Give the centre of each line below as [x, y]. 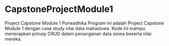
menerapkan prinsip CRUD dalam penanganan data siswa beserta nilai [78, 33]
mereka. [13, 39]
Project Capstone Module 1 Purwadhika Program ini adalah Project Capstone [85, 23]
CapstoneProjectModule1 [59, 9]
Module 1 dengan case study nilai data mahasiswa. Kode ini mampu [75, 28]
